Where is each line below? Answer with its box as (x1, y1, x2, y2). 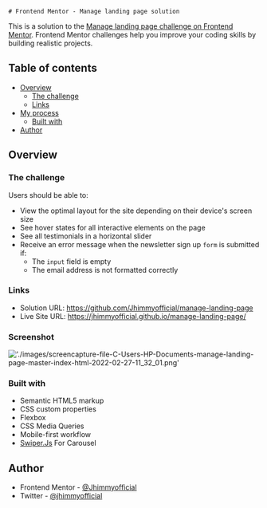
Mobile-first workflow (19, 430, 92, 439)
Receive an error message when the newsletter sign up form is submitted (19, 239, 260, 249)
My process (19, 108, 60, 117)
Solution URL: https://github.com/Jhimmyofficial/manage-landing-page (19, 303, 253, 313)
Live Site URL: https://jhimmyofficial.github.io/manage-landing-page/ (19, 311, 246, 321)
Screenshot (8, 331, 54, 342)
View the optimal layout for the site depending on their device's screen (19, 206, 253, 215)
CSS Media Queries (19, 421, 84, 431)
